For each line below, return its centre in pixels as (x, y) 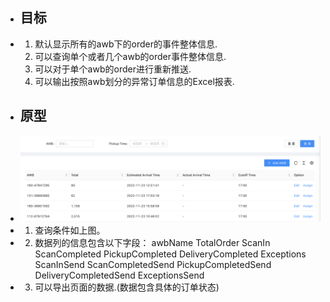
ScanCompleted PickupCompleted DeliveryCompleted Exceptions (170, 254)
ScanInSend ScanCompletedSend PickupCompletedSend (153, 265)
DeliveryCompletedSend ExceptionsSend (119, 275)
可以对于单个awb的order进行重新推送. (113, 69)
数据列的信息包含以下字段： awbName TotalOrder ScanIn (152, 243)
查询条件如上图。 (70, 230)
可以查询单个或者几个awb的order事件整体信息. (130, 56)
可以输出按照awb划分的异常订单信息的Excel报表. (134, 81)
